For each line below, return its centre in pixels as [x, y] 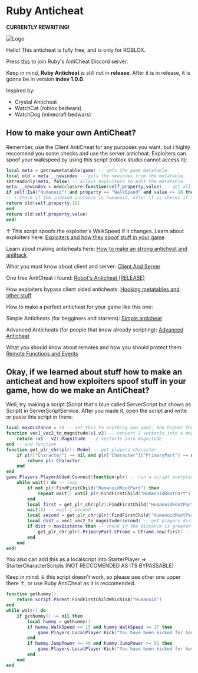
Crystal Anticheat [36, 102]
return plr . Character [54, 460]
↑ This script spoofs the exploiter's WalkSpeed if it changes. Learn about [95, 231]
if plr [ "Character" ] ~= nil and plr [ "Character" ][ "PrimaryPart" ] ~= [103, 455]
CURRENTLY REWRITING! [38, 27]
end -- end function [32, 444]
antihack [16, 255]
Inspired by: [21, 90]
